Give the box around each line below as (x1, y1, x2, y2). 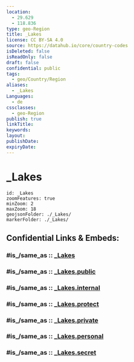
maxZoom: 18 (6, 206, 36, 212)
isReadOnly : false (6, 54, 53, 60)
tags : (6, 71, 20, 77)
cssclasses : (6, 104, 36, 111)
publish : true (6, 116, 42, 122)
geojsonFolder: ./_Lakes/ (6, 211, 71, 217)
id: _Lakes (6, 190, 34, 196)
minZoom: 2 (6, 200, 34, 206)
